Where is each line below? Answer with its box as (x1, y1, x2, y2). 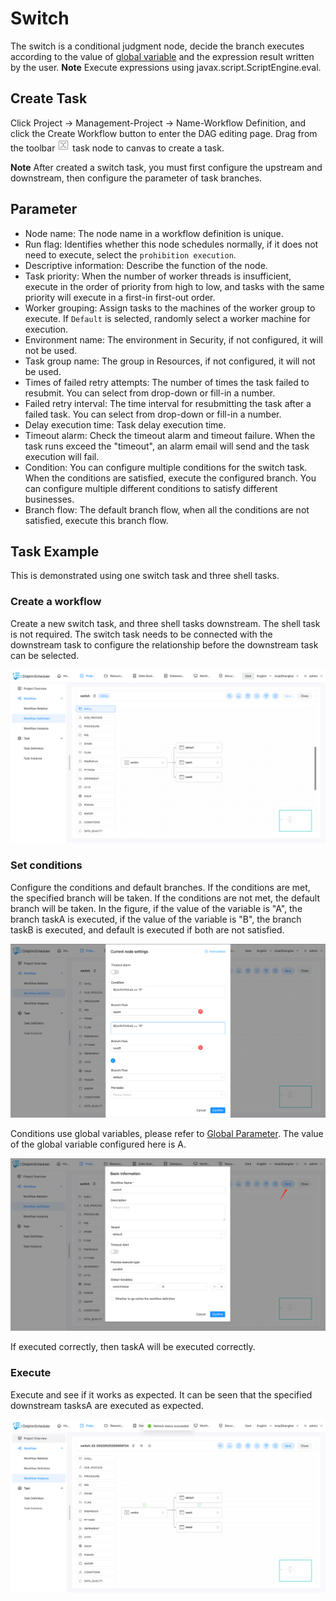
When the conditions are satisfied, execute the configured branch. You (24, 472, 317, 484)
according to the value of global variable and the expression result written (10, 50, 315, 62)
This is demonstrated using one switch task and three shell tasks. (10, 570, 280, 582)
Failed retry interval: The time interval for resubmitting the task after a (24, 397, 312, 409)
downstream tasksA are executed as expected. (10, 1399, 204, 1411)
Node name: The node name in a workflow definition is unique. (24, 227, 284, 239)
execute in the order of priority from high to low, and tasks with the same (24, 280, 325, 292)
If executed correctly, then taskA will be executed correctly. (10, 1341, 256, 1353)
